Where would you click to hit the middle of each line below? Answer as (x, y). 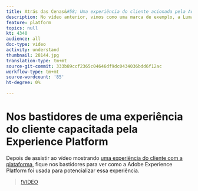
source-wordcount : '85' (35, 77)
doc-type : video (26, 45)
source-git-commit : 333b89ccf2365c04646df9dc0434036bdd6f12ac (84, 66)
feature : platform (29, 22)
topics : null (22, 28)
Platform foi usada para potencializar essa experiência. (73, 170)
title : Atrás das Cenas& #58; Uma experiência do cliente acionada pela (96, 11)
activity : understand (33, 50)
